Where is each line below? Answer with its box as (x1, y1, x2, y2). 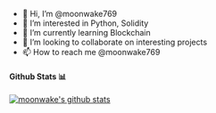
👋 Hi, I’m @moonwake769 (21, 9, 118, 19)
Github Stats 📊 (9, 71, 67, 82)
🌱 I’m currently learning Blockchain (21, 28, 151, 37)
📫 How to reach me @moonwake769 (21, 47, 161, 57)
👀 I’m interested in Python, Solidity (21, 18, 149, 28)
